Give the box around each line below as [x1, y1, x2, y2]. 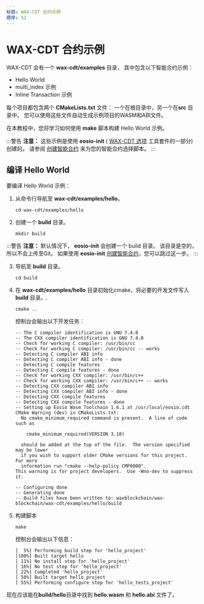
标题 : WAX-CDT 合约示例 [6, 9, 61, 15]
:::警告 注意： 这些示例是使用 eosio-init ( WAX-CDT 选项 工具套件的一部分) [6, 138, 194, 145]
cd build [15, 275, 38, 281]
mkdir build [15, 231, 46, 237]
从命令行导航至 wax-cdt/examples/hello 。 [15, 195, 124, 202]
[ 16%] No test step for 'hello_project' [15, 564, 122, 570]
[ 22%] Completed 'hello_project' [15, 569, 103, 575]
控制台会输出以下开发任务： [15, 318, 85, 325]
